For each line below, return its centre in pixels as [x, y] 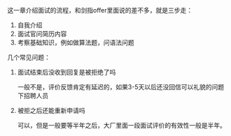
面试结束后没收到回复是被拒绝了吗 [66, 72]
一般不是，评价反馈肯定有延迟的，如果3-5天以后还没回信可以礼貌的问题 [121, 87]
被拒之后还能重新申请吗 [51, 111]
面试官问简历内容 [42, 34]
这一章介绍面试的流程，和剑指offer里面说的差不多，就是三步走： [100, 10]
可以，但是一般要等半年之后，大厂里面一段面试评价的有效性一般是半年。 [121, 125]
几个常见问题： [29, 57]
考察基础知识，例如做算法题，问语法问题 [76, 43]
